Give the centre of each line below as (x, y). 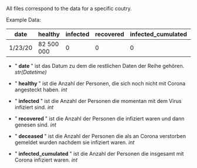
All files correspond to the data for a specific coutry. (69, 8)
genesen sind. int (35, 125)
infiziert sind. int (34, 107)
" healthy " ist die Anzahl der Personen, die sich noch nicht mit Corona (100, 83)
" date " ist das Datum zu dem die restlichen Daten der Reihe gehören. (99, 66)
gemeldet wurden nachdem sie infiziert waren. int (74, 142)
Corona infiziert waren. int (46, 160)
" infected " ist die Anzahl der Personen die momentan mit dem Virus (98, 101)
